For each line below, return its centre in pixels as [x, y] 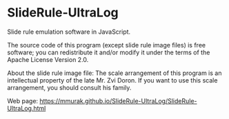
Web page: [23, 100]
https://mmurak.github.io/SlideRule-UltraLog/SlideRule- [118, 100]
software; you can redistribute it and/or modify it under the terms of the [109, 52]
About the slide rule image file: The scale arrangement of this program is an [114, 73]
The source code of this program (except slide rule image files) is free [106, 45]
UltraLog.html [27, 108]
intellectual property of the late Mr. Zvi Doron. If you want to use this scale [112, 80]
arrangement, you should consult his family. [69, 87]
